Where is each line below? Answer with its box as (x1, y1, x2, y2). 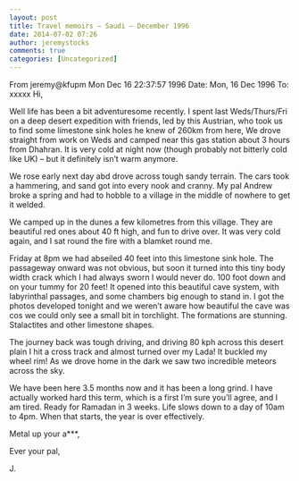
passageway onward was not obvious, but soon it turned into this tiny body (9, 263, 286, 273)
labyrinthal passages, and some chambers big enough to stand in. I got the (9, 291, 285, 301)
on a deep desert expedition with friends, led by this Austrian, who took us (9, 115, 283, 126)
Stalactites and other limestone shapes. (9, 319, 154, 330)
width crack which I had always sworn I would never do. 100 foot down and (9, 272, 287, 283)
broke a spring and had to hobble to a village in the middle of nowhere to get (9, 190, 291, 200)
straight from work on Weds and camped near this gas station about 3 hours (9, 135, 290, 145)
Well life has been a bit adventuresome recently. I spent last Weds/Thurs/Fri (9, 106, 288, 116)
